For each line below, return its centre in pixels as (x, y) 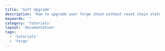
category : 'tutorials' (28, 23)
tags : (11, 32)
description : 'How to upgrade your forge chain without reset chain (77, 14)
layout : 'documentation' (30, 28)
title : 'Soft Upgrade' (28, 9)
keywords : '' (18, 18)
